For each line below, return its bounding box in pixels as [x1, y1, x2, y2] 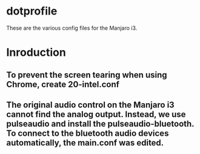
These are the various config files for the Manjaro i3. [6, 24, 138, 32]
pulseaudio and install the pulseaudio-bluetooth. [6, 118, 195, 129]
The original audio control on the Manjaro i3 [6, 99, 175, 110]
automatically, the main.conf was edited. [6, 138, 164, 148]
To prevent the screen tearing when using [6, 70, 168, 80]
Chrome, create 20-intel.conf [6, 79, 120, 89]
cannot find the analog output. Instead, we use [6, 109, 186, 119]
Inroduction [6, 45, 67, 59]
